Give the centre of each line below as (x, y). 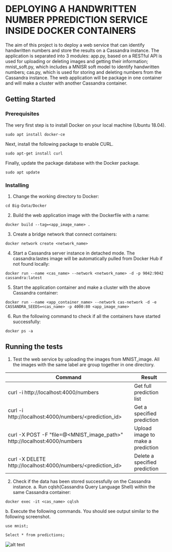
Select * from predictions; (35, 535)
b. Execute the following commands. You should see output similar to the (82, 511)
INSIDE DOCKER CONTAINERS (71, 31)
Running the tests (34, 347)
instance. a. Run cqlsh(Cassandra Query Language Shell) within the (84, 487)
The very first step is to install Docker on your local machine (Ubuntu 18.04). (86, 125)
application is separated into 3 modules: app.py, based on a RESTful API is (84, 56)
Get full (143, 386)
